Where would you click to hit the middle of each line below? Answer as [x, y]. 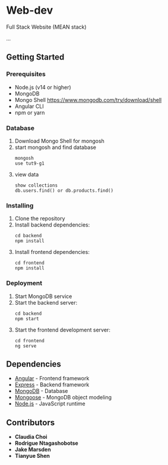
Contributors [31, 422]
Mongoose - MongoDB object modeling [63, 398]
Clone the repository [40, 219]
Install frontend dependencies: [52, 252]
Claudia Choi [31, 437]
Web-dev [30, 10]
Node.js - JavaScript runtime [50, 404]
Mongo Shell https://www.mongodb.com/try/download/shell [88, 100]
